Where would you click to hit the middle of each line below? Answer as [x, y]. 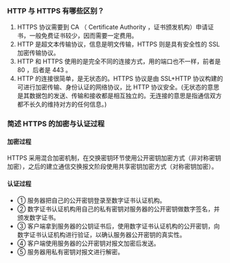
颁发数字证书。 [38, 217]
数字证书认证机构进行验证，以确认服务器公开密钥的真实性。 [101, 234]
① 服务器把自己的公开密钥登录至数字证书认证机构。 [91, 200]
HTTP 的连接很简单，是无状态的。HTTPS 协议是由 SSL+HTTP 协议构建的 [120, 79]
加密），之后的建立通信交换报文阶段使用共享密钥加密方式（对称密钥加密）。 [112, 167]
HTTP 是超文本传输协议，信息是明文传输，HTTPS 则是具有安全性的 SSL [118, 44]
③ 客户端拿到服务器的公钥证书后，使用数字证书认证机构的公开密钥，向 [118, 226]
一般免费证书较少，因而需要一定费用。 [83, 36]
